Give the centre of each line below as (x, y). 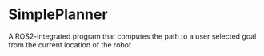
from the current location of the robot (70, 44)
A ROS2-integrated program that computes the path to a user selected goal (132, 36)
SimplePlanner (58, 15)
